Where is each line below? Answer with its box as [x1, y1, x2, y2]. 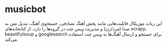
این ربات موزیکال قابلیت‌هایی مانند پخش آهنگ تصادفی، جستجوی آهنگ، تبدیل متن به [5, 20, 162, 26]
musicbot [5, 4, 46, 15]
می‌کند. [5, 36, 18, 42]
